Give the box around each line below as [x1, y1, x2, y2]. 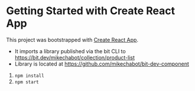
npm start [14, 79, 40, 85]
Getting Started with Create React [6, 4, 175, 18]
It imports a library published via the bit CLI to [14, 47, 126, 54]
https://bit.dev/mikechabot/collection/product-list [14, 54, 135, 61]
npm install [14, 73, 44, 79]
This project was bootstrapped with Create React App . [6, 36, 139, 43]
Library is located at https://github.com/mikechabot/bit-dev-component [14, 60, 189, 67]
